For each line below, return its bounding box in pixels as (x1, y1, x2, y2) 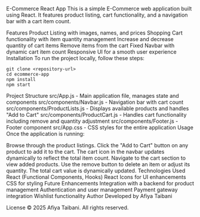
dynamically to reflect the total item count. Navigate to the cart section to (6, 154, 186, 162)
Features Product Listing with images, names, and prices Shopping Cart (6, 29, 183, 36)
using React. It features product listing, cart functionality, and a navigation (6, 11, 188, 18)
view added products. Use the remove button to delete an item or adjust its (6, 161, 190, 168)
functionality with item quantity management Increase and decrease (6, 36, 174, 42)
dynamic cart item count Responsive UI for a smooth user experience (6, 48, 177, 55)
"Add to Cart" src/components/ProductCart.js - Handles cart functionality (6, 111, 187, 118)
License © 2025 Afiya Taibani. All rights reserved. (6, 204, 129, 211)
